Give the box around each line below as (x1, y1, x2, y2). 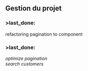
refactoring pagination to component (5, 31, 83, 37)
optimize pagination (5, 55, 48, 61)
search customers (5, 61, 43, 67)
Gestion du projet (5, 4, 62, 13)
